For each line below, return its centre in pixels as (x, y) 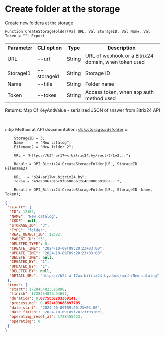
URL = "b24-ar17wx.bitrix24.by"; (50, 177)
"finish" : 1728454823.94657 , (39, 294)
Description (122, 48)
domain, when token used (115, 62)
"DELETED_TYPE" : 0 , (29, 244)
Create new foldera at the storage (39, 23)
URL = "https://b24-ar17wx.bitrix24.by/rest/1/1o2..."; (72, 156)
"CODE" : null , (24, 221)
